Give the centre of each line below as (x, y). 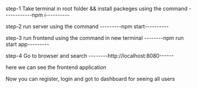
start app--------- (27, 44)
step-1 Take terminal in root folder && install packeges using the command (97, 9)
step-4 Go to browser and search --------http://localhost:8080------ (90, 56)
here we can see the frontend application (56, 67)
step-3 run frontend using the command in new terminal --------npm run (95, 38)
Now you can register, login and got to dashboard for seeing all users (90, 79)
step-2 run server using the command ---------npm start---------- (87, 26)
